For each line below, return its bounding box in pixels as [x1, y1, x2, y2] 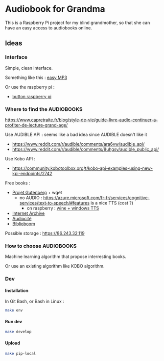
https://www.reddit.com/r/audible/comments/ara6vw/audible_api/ [12, 141, 145, 147]
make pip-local [5, 351, 36, 356]
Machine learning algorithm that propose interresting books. [5, 254, 126, 259]
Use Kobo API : [5, 155, 36, 161]
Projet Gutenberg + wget [12, 189, 62, 195]
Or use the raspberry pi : [5, 84, 55, 90]
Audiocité [12, 215, 32, 221]
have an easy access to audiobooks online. [5, 25, 92, 30]
